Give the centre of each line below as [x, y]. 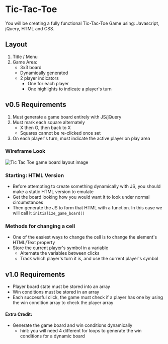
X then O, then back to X [46, 128]
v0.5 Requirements [36, 105]
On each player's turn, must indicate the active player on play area [81, 138]
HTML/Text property [34, 243]
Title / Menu [25, 56]
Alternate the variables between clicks [60, 253]
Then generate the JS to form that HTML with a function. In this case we [87, 208]
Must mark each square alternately [49, 122]
